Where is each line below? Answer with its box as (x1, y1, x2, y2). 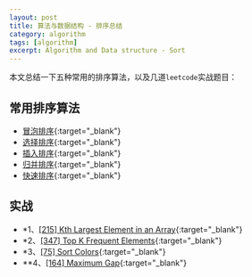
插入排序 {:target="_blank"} (21, 148, 122, 159)
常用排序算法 (9, 100, 80, 116)
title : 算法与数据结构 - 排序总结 (9, 21, 123, 30)
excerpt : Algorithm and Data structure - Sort (9, 46, 186, 55)
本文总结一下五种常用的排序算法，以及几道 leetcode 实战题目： (9, 72, 238, 83)
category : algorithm (9, 29, 87, 38)
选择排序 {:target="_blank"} (21, 136, 122, 147)
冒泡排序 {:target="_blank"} (21, 126, 122, 136)
